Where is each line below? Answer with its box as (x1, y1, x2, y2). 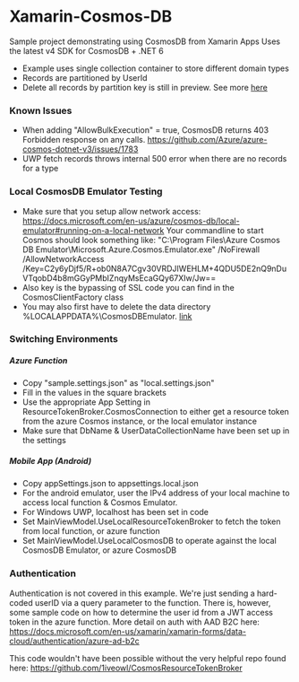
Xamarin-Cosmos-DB (9, 6, 173, 27)
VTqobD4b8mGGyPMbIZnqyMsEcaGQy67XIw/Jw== (21, 272, 217, 284)
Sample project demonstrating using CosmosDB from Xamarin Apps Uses (9, 36, 280, 47)
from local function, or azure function (21, 526, 161, 537)
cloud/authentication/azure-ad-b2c (9, 635, 141, 646)
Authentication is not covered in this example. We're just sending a (9, 588, 255, 599)
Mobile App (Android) (9, 456, 92, 467)
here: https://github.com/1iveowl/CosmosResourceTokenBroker (9, 662, 243, 673)
